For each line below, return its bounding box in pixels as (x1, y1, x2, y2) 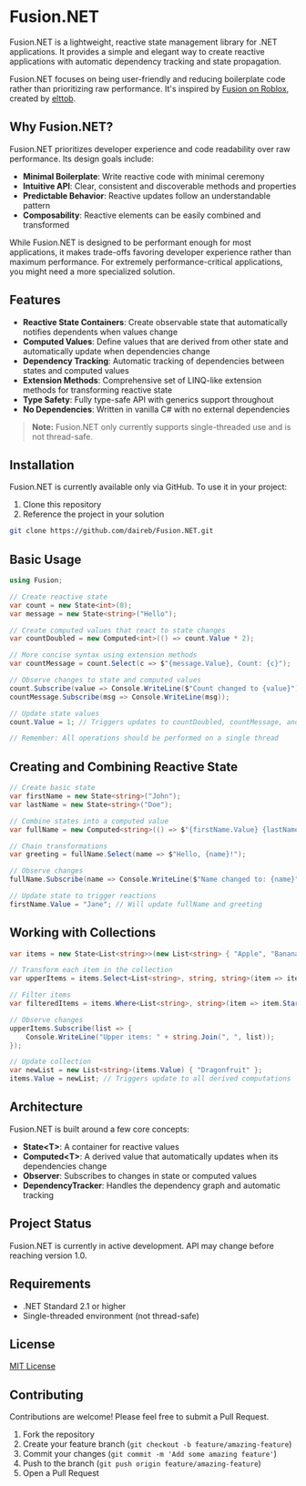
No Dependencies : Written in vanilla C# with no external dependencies (22, 404, 291, 415)
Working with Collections (9, 925, 157, 940)
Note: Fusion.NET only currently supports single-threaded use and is (31, 421, 291, 432)
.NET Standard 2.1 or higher (22, 1300, 127, 1311)
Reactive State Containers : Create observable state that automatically (22, 316, 289, 327)
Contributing (9, 1387, 84, 1402)
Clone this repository (22, 499, 102, 510)
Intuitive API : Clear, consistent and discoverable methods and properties (22, 180, 297, 191)
